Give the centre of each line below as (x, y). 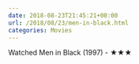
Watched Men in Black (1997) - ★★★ (70, 53)
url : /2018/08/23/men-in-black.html (68, 23)
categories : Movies (40, 30)
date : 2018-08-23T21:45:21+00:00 (63, 15)
